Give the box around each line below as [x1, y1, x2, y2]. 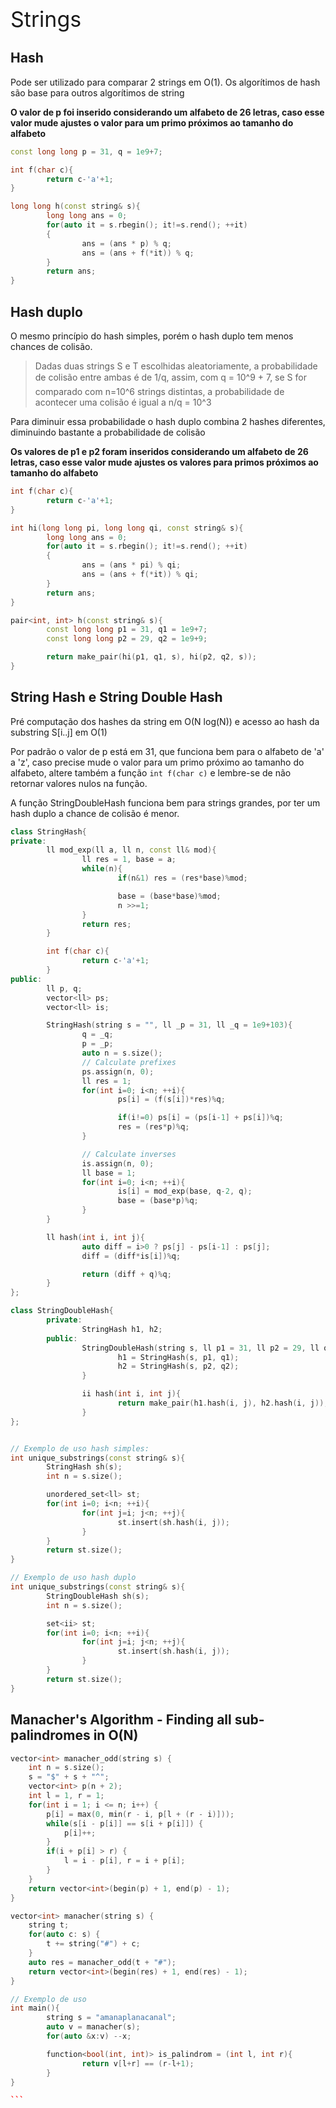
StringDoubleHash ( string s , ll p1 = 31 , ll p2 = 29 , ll [81, 1343, 320, 1353]
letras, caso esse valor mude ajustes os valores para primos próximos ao [10, 456, 319, 468]
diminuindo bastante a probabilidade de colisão [10, 426, 206, 438]
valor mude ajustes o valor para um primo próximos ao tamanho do [10, 116, 294, 129]
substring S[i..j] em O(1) [10, 726, 108, 738]
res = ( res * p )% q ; [117, 1122, 190, 1132]
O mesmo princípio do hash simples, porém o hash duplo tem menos [10, 330, 294, 342]
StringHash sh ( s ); [46, 1462, 123, 1472]
